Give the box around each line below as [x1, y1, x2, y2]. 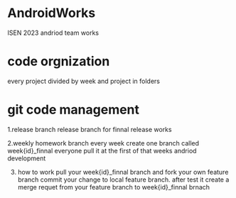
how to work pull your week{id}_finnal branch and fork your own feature [17, 167, 229, 176]
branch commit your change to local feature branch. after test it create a [17, 175, 230, 184]
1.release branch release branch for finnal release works [7, 125, 172, 133]
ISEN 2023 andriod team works [7, 28, 100, 37]
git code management [7, 101, 140, 118]
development [7, 154, 46, 163]
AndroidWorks [7, 5, 96, 21]
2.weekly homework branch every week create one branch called [7, 138, 200, 147]
